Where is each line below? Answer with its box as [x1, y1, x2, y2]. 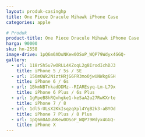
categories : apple [6, 19, 51, 25]
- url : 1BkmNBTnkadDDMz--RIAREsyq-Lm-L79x [11, 84, 116, 90]
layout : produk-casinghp [6, 8, 66, 15]
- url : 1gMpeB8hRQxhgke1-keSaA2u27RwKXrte [11, 95, 116, 101]
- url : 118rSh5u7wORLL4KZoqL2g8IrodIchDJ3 [11, 62, 116, 68]
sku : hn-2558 [6, 46, 38, 52]
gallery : [6, 57, 27, 63]
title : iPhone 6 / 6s [16, 79, 69, 85]
